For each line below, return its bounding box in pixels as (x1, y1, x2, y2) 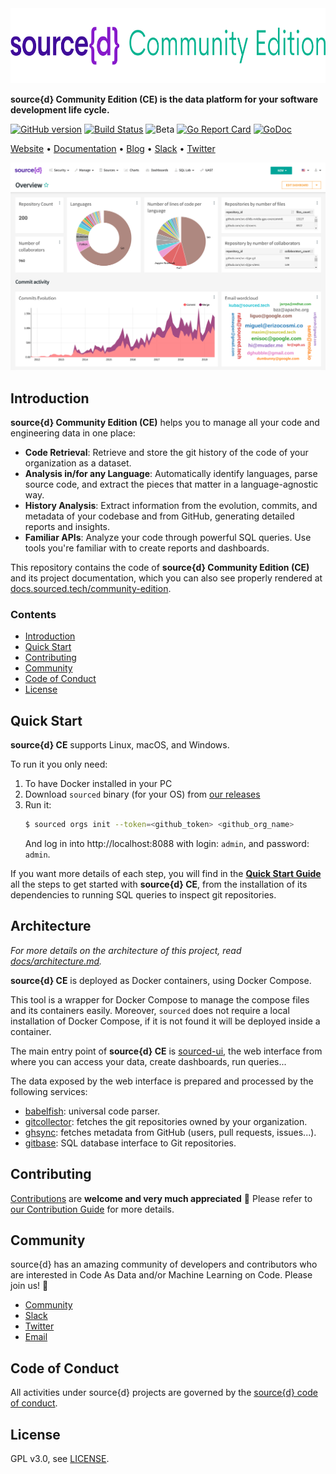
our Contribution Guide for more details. (10, 1203, 175, 1215)
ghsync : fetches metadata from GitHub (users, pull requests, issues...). (24, 1126, 317, 1138)
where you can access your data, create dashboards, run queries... (10, 1055, 287, 1067)
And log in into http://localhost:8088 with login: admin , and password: (24, 838, 310, 850)
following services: (10, 1085, 88, 1097)
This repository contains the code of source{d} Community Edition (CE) (10, 562, 310, 574)
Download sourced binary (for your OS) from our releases (24, 788, 261, 801)
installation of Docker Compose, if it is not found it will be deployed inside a (10, 1015, 321, 1027)
